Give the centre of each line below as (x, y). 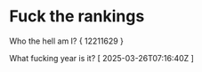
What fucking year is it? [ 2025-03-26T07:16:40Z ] (101, 58)
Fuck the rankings (77, 16)
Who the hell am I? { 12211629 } (67, 41)
